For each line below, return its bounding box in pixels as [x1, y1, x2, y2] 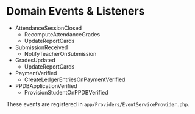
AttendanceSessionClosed [15, 24, 82, 32]
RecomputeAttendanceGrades [24, 30, 101, 38]
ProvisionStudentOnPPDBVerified [24, 89, 108, 96]
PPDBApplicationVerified [15, 82, 77, 89]
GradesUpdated [15, 56, 56, 64]
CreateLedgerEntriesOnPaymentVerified [24, 76, 126, 83]
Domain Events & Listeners [6, 4, 145, 18]
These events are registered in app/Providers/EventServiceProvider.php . [6, 100, 190, 107]
